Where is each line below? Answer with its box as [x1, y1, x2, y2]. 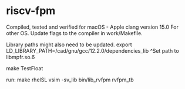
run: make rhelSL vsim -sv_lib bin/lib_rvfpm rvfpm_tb [6, 76, 134, 83]
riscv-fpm [6, 4, 56, 18]
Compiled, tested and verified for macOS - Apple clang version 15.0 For [6, 23, 179, 30]
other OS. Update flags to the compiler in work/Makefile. [6, 29, 143, 36]
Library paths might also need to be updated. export [6, 41, 132, 48]
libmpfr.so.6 [6, 53, 35, 60]
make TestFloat [6, 64, 43, 71]
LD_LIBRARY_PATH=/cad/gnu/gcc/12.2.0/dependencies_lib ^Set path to [6, 47, 179, 54]
